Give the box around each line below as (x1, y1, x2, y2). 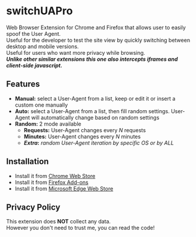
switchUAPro (6, 4, 73, 18)
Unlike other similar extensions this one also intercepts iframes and (6, 55, 178, 63)
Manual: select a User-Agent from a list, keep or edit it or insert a (14, 95, 176, 102)
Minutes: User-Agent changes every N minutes (23, 133, 141, 140)
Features (6, 79, 40, 89)
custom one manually (14, 101, 68, 108)
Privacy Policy (6, 202, 61, 212)
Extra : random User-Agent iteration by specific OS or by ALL (23, 139, 174, 146)
